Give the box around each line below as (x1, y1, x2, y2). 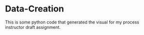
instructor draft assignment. (5, 24, 61, 30)
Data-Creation (5, 3, 64, 14)
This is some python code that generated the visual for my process (5, 19, 140, 25)
